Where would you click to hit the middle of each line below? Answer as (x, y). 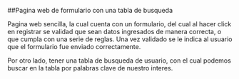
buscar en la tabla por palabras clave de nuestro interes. (90, 68)
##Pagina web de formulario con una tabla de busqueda (90, 10)
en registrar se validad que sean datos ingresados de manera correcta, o (115, 32)
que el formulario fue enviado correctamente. (74, 47)
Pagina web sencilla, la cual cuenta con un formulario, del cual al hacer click (119, 24)
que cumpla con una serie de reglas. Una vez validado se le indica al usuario (120, 39)
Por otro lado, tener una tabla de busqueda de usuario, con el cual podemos (119, 60)
